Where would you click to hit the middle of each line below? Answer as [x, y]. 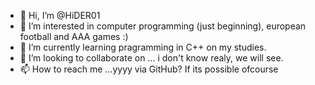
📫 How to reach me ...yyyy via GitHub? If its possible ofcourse [149, 69]
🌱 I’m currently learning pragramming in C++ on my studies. [143, 47]
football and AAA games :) [74, 36]
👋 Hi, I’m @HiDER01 [60, 15]
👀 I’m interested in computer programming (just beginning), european [163, 26]
